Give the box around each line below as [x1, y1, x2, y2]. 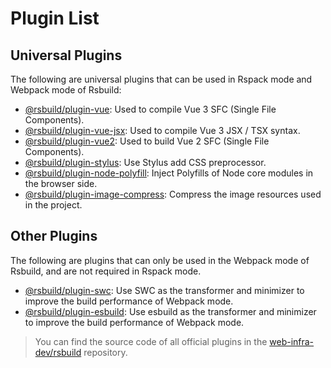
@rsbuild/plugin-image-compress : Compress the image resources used [24, 188, 322, 200]
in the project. [24, 199, 83, 211]
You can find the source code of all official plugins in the [34, 335, 268, 347]
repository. [83, 346, 128, 358]
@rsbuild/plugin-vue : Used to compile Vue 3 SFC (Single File [24, 103, 277, 115]
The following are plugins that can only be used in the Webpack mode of [10, 254, 310, 266]
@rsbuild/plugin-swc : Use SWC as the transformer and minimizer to [24, 284, 305, 296]
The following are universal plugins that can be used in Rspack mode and [10, 73, 313, 85]
